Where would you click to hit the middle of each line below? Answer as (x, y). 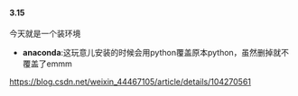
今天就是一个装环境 (45, 34)
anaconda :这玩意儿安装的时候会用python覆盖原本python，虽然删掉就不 (156, 53)
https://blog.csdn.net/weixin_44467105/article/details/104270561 (130, 82)
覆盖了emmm (47, 64)
